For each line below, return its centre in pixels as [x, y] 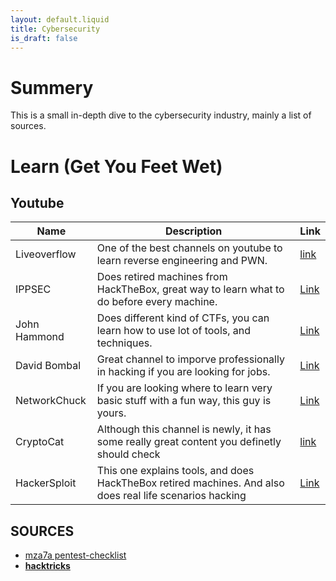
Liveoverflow [46, 254]
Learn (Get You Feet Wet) [116, 166]
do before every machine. [157, 302]
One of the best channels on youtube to [189, 248]
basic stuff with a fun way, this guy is [184, 401]
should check [128, 454]
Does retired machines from [162, 277]
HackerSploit [46, 483]
